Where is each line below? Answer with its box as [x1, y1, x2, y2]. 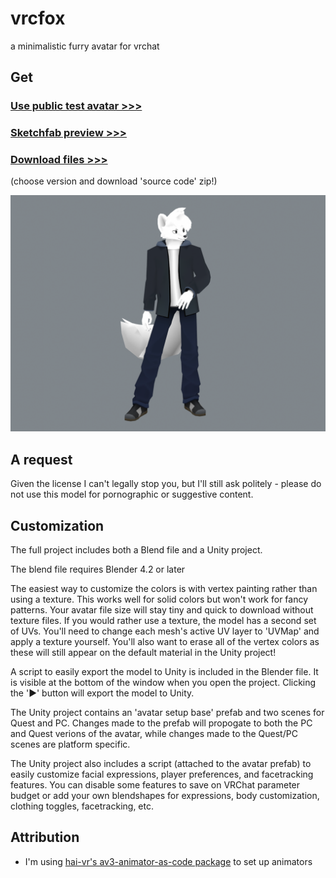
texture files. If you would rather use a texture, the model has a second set [10, 615, 317, 627]
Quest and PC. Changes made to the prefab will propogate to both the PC [10, 717, 313, 729]
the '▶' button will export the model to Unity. [10, 687, 195, 699]
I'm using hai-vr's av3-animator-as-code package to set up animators [24, 855, 313, 867]
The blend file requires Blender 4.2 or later [10, 563, 186, 576]
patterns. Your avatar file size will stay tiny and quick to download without [10, 604, 314, 616]
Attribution [10, 829, 80, 846]
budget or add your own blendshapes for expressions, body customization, [10, 790, 320, 802]
